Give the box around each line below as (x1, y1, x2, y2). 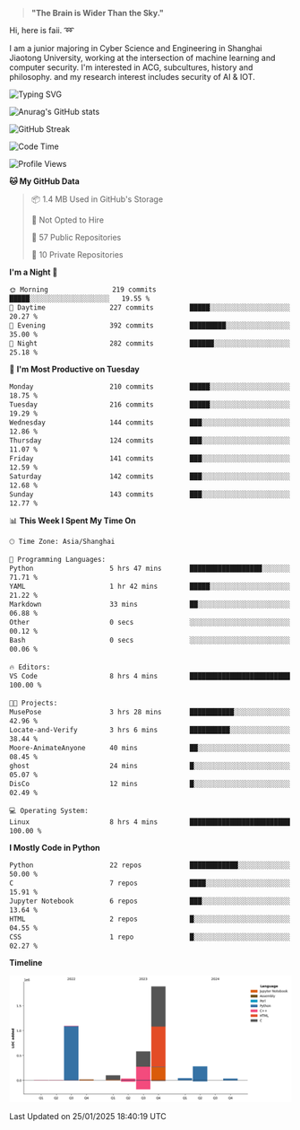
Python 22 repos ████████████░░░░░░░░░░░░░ (9, 861, 291, 870)
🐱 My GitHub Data (9, 176, 81, 187)
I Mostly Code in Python (9, 843, 100, 853)
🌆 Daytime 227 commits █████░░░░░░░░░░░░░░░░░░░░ (9, 303, 291, 312)
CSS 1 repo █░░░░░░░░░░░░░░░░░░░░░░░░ (9, 933, 291, 942)
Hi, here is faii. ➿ (9, 25, 74, 35)
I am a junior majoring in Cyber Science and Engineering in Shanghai (9, 43, 262, 53)
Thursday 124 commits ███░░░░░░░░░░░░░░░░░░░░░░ (9, 436, 291, 445)
